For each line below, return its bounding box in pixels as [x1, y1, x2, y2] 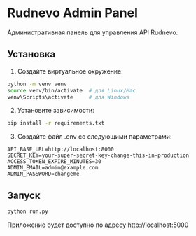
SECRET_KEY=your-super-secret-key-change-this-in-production [7, 152, 190, 159]
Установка [7, 48, 56, 60]
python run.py [7, 208, 49, 215]
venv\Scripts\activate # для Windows [7, 93, 130, 101]
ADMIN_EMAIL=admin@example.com [7, 165, 99, 172]
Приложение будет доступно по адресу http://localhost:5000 [7, 221, 189, 229]
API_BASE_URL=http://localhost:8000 [7, 146, 114, 153]
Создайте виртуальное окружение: [17, 67, 124, 75]
